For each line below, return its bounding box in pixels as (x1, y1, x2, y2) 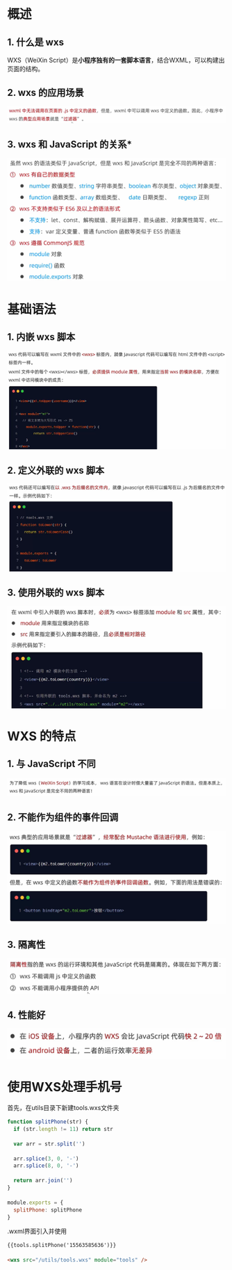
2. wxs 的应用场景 (7, 87, 85, 99)
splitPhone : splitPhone (13, 1206, 82, 1214)
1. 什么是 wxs (7, 36, 65, 48)
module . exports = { (7, 1199, 64, 1206)
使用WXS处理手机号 (7, 1079, 122, 1095)
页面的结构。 (7, 65, 44, 73)
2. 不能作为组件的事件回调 (7, 812, 119, 823)
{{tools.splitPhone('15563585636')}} (7, 1242, 117, 1249)
